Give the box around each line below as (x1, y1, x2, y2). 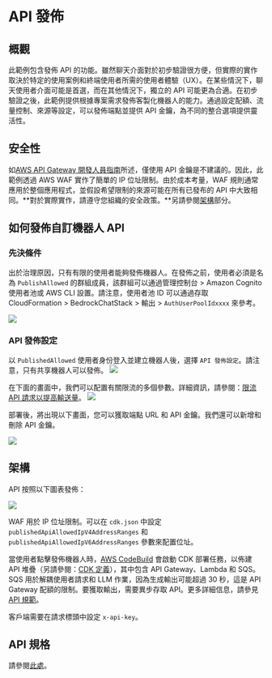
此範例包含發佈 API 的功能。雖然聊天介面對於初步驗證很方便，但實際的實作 (8, 66, 258, 75)
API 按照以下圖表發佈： (8, 484, 87, 494)
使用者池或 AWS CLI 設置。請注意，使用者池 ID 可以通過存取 (8, 288, 209, 297)
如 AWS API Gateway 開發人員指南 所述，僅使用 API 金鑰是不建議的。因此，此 (8, 164, 264, 174)
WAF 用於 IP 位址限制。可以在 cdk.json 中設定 (8, 516, 162, 527)
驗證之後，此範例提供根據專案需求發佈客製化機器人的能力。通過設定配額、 (8, 96, 257, 105)
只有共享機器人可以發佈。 (22, 365, 108, 375)
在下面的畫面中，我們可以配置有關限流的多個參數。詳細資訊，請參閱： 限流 (8, 382, 257, 392)
